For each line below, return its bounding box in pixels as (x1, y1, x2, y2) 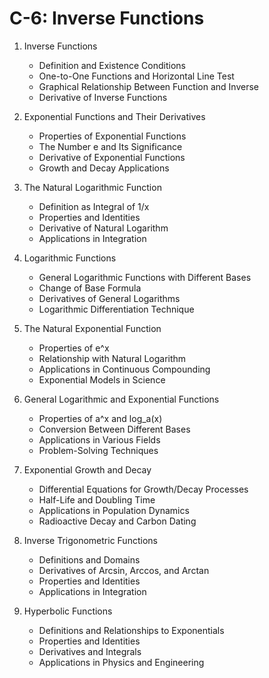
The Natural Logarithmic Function (23, 181, 162, 193)
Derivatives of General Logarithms (38, 292, 181, 304)
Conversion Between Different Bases (38, 423, 191, 435)
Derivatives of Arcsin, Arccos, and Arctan (38, 564, 210, 576)
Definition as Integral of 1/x (38, 200, 150, 212)
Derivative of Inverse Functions (38, 91, 168, 103)
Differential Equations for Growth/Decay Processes (38, 483, 249, 495)
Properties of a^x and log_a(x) (38, 412, 163, 424)
